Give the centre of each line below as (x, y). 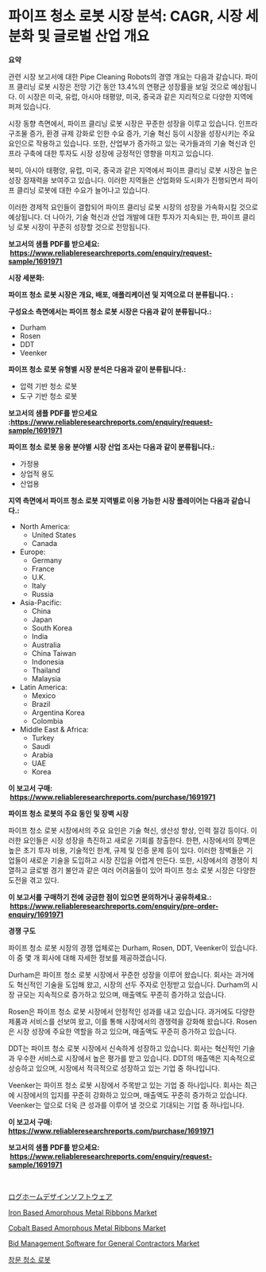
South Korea (52, 628)
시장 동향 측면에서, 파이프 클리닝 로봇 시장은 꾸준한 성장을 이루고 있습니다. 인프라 (133, 123)
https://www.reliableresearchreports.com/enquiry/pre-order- (114, 906)
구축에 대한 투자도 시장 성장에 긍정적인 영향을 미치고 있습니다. (118, 153)
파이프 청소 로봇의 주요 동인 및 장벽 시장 (69, 814)
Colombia (47, 720)
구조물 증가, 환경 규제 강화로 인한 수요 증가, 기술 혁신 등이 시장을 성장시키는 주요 (132, 133)
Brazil (41, 704)
